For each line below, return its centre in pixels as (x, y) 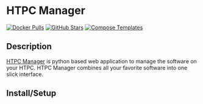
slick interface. (25, 74)
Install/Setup (31, 93)
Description (29, 47)
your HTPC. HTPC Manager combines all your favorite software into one (97, 68)
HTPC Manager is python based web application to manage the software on (101, 61)
